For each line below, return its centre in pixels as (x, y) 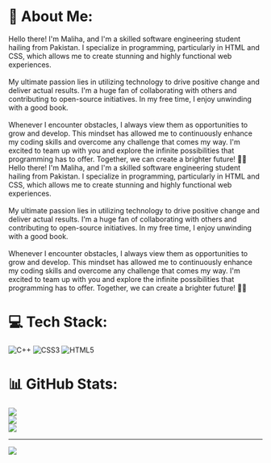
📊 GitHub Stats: (63, 384)
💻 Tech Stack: (58, 322)
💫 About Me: (51, 17)
